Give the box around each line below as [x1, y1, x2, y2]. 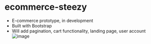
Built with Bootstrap [11, 22, 52, 28]
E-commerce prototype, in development [11, 18, 93, 23]
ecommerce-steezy [4, 1, 87, 13]
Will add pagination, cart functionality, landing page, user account [11, 28, 146, 34]
